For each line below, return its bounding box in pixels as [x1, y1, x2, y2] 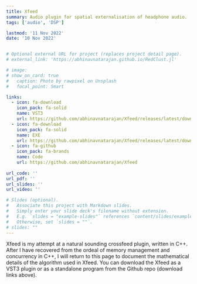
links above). [6, 272, 37, 279]
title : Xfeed [6, 8, 38, 15]
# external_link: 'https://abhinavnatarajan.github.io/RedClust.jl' [6, 57, 177, 63]
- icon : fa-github [11, 143, 57, 149]
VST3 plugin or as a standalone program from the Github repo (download [6, 265, 183, 272]
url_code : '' [6, 170, 38, 176]
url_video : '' [6, 187, 41, 193]
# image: [6, 67, 28, 73]
